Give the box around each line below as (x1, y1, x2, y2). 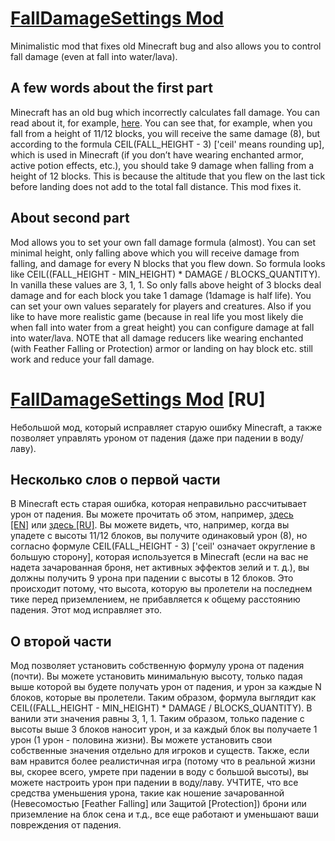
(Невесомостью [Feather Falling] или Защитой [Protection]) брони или (10, 798, 307, 810)
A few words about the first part (10, 80, 213, 97)
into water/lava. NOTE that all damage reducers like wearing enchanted (10, 332, 304, 344)
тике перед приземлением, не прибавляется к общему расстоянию (10, 593, 301, 606)
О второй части (10, 633, 112, 650)
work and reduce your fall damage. (10, 353, 155, 365)
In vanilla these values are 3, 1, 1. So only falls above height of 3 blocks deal (10, 278, 322, 291)
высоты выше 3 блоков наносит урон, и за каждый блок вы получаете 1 (10, 723, 318, 736)
